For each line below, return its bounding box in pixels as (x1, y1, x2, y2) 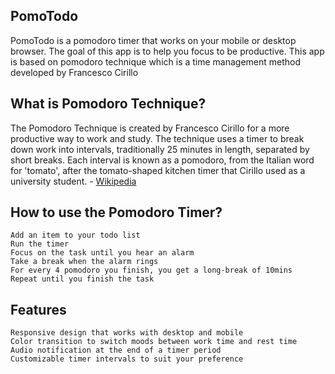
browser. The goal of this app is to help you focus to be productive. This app (10, 45, 325, 57)
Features (10, 301, 67, 318)
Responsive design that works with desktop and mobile (10, 328, 244, 338)
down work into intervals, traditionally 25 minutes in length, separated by (10, 143, 310, 155)
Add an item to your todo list (10, 230, 141, 241)
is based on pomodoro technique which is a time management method (10, 55, 302, 68)
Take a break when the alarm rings (10, 257, 159, 267)
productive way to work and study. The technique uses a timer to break (10, 132, 305, 144)
